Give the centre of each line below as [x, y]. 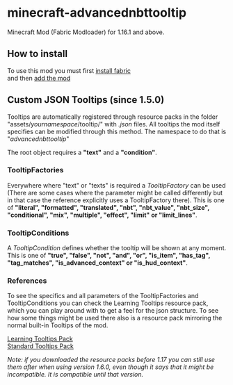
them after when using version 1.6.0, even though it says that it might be [111, 367]
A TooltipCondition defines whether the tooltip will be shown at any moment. [117, 248]
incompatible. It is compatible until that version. [75, 375]
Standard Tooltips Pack [41, 346]
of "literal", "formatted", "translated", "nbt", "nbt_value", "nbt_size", [109, 207]
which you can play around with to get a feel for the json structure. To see [113, 311]
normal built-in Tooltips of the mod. [58, 325]
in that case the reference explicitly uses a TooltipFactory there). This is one [116, 200]
